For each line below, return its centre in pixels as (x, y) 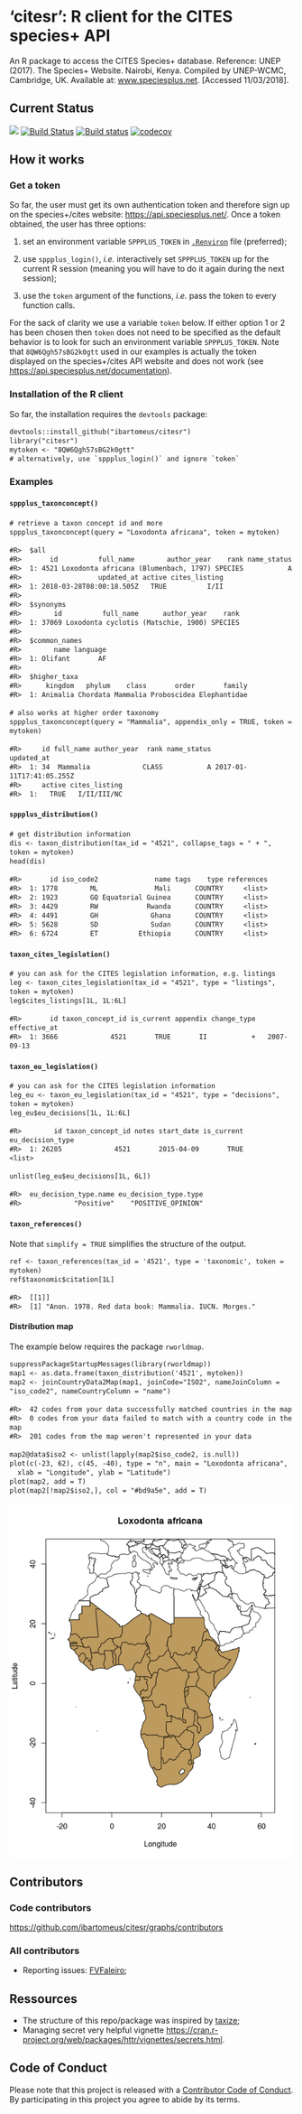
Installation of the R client (66, 395)
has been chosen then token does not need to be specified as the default (145, 332)
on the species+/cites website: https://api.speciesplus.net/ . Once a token (145, 215)
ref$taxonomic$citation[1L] (62, 1280)
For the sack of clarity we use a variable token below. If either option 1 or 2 (147, 323)
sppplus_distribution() (54, 815)
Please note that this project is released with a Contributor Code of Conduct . (151, 2090)
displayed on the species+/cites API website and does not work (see (137, 361)
